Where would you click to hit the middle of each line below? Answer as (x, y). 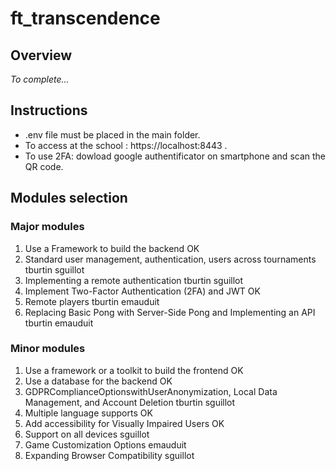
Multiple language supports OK (88, 413)
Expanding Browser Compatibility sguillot (109, 455)
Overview (41, 55)
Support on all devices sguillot (87, 434)
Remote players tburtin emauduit (92, 301)
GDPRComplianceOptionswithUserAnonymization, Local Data (151, 391)
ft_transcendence (85, 18)
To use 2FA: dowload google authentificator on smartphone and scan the (175, 156)
